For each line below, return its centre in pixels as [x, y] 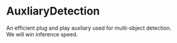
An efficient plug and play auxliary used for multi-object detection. [89, 28]
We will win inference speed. [42, 34]
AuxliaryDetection [53, 11]
